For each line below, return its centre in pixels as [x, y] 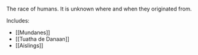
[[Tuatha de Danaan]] [42, 39]
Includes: [18, 20]
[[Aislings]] [29, 46]
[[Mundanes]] [32, 32]
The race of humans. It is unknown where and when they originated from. [99, 9]
